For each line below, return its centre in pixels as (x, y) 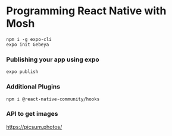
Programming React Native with (86, 11)
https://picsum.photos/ (34, 126)
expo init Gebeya (28, 45)
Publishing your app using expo (53, 59)
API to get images (32, 114)
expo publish (22, 72)
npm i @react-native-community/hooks (53, 99)
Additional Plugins (33, 87)
